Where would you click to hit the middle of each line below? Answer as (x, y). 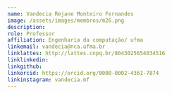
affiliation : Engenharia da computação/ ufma (75, 40)
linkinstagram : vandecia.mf (49, 80)
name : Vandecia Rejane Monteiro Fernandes (70, 14)
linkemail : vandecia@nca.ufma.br (56, 47)
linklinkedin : (28, 60)
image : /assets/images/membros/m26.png (66, 20)
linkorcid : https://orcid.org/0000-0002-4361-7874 (83, 73)
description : (26, 27)
